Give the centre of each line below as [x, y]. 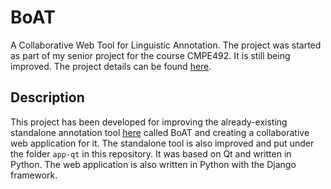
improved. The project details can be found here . [111, 66]
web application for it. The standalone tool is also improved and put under [162, 143]
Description [47, 97]
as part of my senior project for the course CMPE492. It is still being [150, 55]
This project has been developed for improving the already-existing [149, 122]
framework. [34, 175]
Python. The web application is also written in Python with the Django [153, 164]
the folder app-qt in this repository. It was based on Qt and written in [151, 153]
